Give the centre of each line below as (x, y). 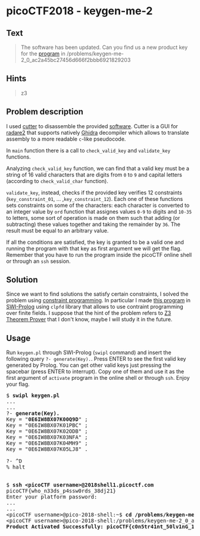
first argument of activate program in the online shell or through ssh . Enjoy (98, 378)
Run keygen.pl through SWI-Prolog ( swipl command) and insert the (89, 352)
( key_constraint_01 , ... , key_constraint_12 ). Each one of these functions (95, 199)
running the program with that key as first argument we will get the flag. (94, 248)
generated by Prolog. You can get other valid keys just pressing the (89, 365)
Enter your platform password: (52, 497)
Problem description (45, 112)
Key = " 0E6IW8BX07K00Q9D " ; (47, 419)
